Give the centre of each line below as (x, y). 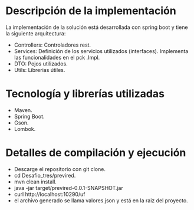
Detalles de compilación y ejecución (96, 153)
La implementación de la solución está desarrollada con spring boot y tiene (97, 27)
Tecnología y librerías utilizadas (85, 94)
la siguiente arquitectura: (36, 33)
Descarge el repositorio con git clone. (60, 169)
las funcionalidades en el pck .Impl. (57, 57)
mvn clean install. (35, 182)
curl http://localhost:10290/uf (50, 194)
